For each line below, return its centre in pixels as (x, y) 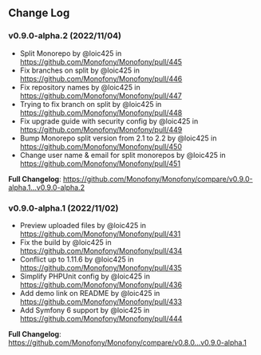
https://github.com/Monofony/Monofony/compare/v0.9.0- (158, 179)
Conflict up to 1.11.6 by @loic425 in (77, 259)
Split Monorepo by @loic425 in (71, 53)
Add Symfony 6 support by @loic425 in (85, 310)
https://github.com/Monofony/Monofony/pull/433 (101, 302)
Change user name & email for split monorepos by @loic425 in (123, 155)
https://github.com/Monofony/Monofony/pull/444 (101, 318)
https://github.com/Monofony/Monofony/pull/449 (101, 129)
